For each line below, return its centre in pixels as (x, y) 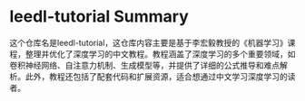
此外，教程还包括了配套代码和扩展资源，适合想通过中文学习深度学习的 (156, 76)
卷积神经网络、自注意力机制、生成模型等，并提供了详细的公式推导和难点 (144, 65)
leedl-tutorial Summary (99, 17)
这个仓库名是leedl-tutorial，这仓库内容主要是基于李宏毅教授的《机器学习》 (148, 42)
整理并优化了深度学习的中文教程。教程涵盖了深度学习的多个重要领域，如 (160, 54)
